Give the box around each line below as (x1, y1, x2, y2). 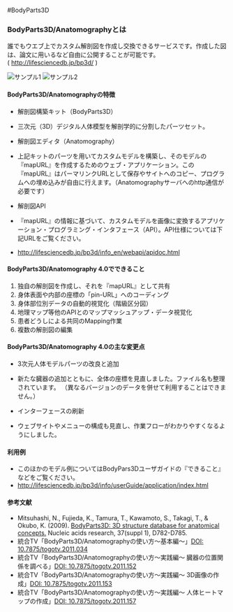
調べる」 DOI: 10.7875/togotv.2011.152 (29, 562, 137, 571)
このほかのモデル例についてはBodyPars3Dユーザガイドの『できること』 (17, 464, 225, 473)
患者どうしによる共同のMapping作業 (17, 316, 123, 325)
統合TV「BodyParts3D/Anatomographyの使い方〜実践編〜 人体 (17, 588, 200, 597)
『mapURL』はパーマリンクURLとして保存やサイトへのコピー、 (17, 169, 201, 178)
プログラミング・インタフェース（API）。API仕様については (47, 225, 217, 234)
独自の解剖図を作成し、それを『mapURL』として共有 (17, 281, 171, 290)
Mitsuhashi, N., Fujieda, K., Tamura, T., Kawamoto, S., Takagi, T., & (17, 514, 209, 522)
